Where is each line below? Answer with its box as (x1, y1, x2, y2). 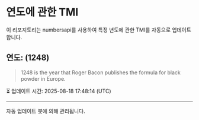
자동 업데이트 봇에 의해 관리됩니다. (6, 108, 85, 115)
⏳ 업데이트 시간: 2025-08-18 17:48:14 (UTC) (6, 87, 111, 94)
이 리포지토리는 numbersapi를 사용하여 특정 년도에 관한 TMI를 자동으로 (6, 26, 171, 33)
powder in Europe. (20, 75, 66, 82)
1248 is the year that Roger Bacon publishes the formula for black (20, 69, 181, 76)
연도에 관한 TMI (6, 5, 79, 19)
